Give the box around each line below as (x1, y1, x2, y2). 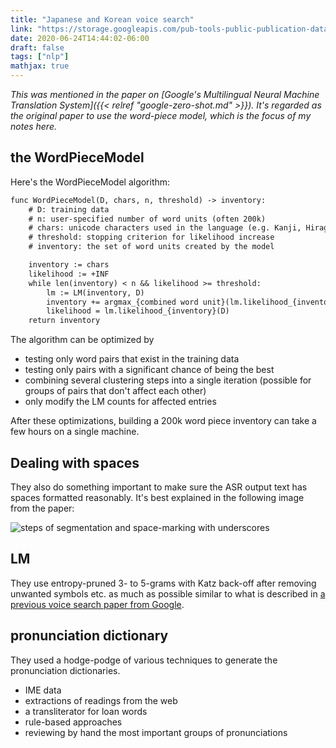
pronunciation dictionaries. (10, 664, 121, 676)
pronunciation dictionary (10, 627, 169, 645)
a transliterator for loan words (24, 705, 148, 717)
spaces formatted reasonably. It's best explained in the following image (10, 492, 305, 503)
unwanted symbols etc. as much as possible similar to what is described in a (10, 587, 326, 600)
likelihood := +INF (28, 269, 110, 279)
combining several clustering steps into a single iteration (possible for (24, 374, 312, 386)
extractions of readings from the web (24, 694, 178, 706)
